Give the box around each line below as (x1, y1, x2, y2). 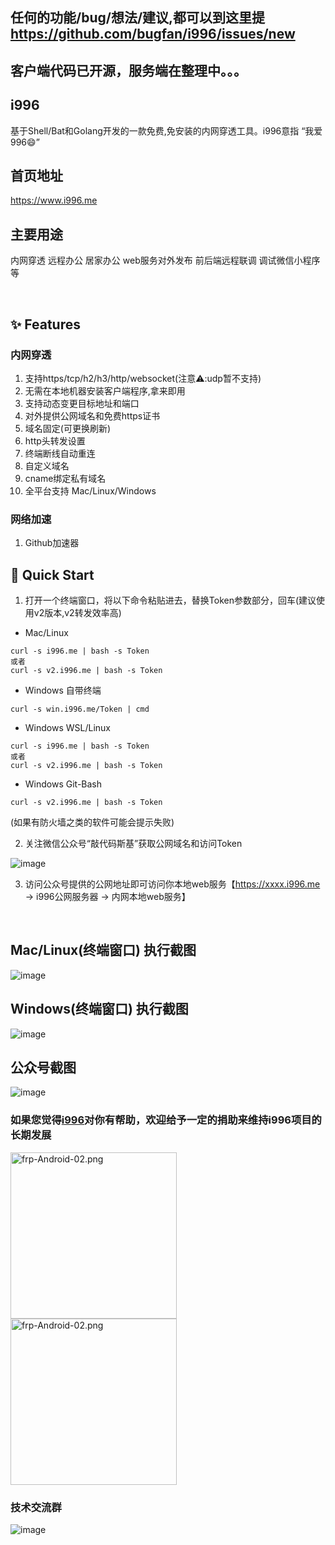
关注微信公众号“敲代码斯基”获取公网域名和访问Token (24, 838, 243, 850)
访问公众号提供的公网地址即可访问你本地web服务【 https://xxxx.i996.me (24, 878, 321, 890)
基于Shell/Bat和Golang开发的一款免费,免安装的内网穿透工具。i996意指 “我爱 (10, 124, 323, 137)
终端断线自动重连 (24, 447, 96, 459)
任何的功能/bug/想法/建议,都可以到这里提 (10, 9, 266, 27)
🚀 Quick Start (10, 566, 95, 583)
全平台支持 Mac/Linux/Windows (24, 484, 157, 497)
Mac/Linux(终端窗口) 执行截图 (10, 942, 197, 959)
